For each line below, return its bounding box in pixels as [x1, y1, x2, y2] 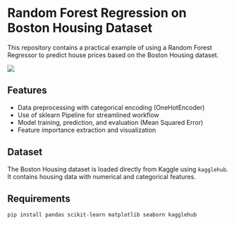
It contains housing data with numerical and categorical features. [7, 172, 196, 181]
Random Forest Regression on [7, 5, 187, 21]
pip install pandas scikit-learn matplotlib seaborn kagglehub [7, 212, 197, 219]
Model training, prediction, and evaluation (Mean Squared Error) [17, 118, 204, 126]
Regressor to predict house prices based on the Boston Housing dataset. [7, 51, 219, 59]
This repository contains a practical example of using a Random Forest [7, 43, 213, 51]
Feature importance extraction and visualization [17, 126, 156, 134]
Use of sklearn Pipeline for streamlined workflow [17, 111, 160, 119]
